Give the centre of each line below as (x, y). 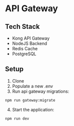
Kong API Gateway (31, 38)
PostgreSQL (24, 54)
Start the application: (33, 109)
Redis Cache (25, 49)
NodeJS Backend (29, 43)
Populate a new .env (33, 86)
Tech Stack (22, 27)
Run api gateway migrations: (41, 91)
